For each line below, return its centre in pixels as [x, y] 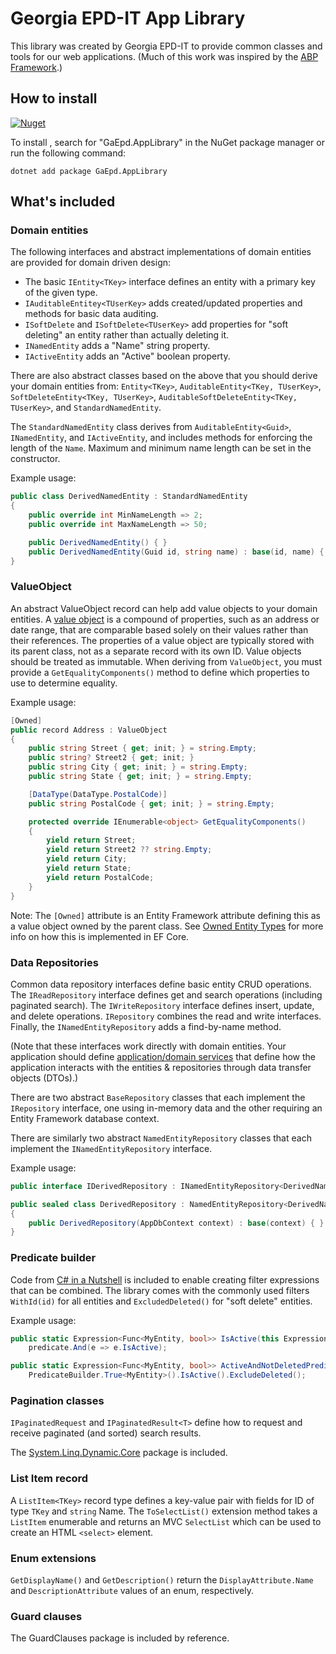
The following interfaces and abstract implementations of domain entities [161, 252]
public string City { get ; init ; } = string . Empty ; [138, 767]
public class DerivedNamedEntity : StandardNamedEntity [129, 497]
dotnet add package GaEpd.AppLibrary [89, 171]
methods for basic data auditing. [91, 314]
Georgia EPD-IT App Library [128, 18]
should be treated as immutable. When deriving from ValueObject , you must [166, 661]
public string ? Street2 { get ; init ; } [111, 758]
